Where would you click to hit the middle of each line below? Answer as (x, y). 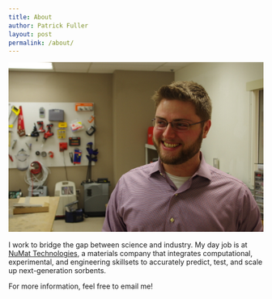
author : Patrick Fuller (49, 25)
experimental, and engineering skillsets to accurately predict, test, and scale (136, 262)
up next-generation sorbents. (57, 271)
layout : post (30, 34)
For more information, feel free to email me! (81, 286)
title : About (30, 17)
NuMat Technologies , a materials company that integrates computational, (131, 254)
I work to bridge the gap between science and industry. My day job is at (128, 245)
